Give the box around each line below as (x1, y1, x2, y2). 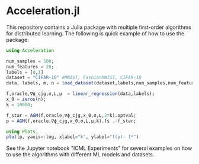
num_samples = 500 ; (6, 58, 54, 64)
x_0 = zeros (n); (6, 96, 46, 103)
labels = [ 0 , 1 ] (6, 69, 44, 75)
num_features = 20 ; (6, 64, 54, 70)
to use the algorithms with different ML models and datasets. (6, 151, 155, 158)
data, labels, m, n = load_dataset (6, 80, 94, 86)
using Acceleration (6, 47, 54, 54)
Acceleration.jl (6, 4, 80, 18)
